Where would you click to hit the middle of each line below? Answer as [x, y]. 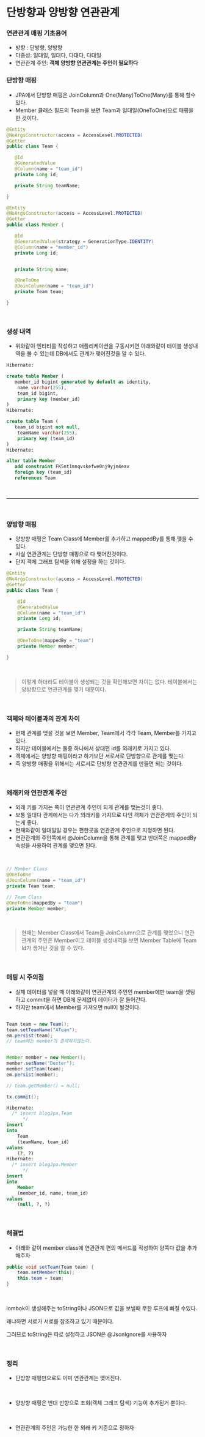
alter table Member [31, 461]
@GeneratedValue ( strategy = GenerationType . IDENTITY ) [84, 241]
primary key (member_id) [49, 399]
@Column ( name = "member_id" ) [51, 247]
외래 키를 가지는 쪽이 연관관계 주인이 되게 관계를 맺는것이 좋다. [89, 807]
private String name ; [42, 269]
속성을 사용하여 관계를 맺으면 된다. [56, 846]
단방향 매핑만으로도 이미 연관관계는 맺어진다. [68, 1378]
